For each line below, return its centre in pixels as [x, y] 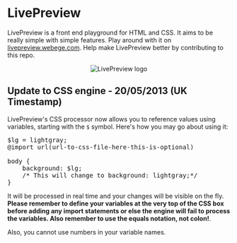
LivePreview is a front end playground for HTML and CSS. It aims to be [110, 32]
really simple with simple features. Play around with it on [89, 40]
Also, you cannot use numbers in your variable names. [87, 232]
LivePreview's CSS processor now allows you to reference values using [111, 119]
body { [19, 161]
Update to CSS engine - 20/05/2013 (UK [97, 91]
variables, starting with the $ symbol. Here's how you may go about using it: [118, 126]
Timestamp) [35, 102]
